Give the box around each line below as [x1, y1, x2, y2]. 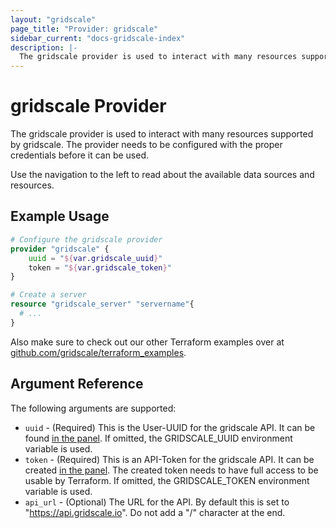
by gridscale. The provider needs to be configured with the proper [10, 139, 283, 151]
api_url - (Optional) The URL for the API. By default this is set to [24, 496, 290, 508]
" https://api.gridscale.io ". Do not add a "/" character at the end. [24, 506, 286, 518]
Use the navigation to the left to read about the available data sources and [10, 169, 315, 181]
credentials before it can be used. [10, 149, 150, 161]
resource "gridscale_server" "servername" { [10, 299, 195, 310]
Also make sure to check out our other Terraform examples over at [10, 336, 285, 348]
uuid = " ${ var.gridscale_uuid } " [28, 253, 163, 263]
